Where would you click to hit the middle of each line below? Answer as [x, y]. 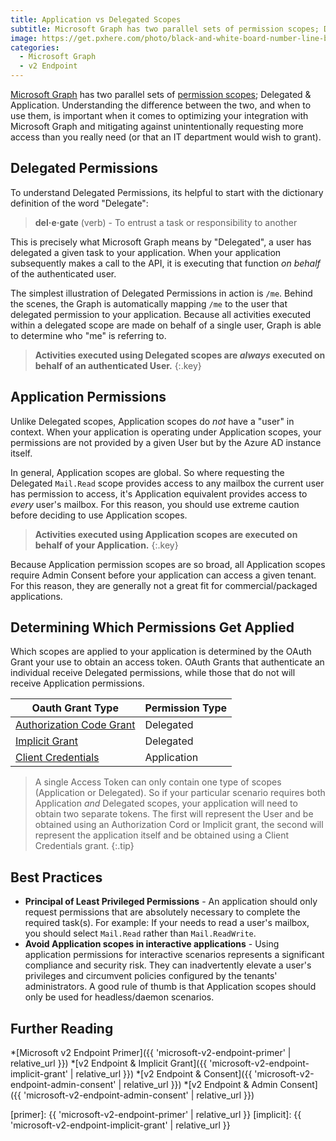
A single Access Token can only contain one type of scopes [158, 782]
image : [24, 38]
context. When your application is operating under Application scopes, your [166, 432]
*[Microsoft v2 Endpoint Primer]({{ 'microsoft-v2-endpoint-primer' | [151, 1053]
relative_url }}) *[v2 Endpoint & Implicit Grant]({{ [109, 1063]
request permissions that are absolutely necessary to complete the [162, 912]
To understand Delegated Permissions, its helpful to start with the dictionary [167, 192]
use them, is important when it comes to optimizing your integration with [159, 115]
